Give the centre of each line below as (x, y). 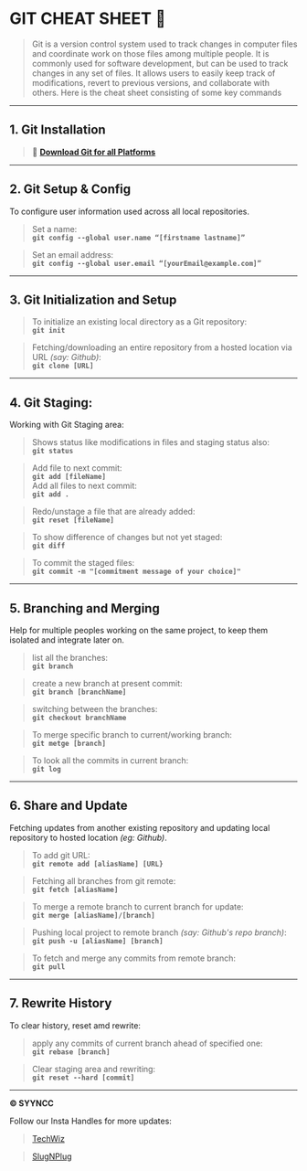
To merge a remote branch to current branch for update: (138, 906)
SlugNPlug (52, 1156)
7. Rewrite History (61, 1003)
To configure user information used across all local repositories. (129, 211)
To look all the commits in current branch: (110, 761)
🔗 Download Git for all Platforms (94, 152)
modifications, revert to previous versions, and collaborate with (151, 82)
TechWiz (48, 1138)
